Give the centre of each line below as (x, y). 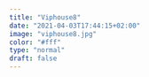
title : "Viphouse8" (45, 17)
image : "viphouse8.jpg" (53, 34)
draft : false (33, 58)
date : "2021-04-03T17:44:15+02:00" (75, 26)
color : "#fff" (35, 42)
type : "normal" (37, 50)
